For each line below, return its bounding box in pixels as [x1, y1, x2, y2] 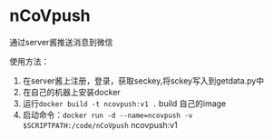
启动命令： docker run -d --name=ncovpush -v [22, 109, 193, 120]
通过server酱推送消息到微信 [9, 36, 113, 47]
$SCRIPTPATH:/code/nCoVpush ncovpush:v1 [22, 119, 179, 130]
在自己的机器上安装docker [22, 86, 121, 97]
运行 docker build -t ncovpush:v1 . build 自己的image [22, 97, 227, 109]
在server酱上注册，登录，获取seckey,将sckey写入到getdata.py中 [22, 74, 265, 86]
